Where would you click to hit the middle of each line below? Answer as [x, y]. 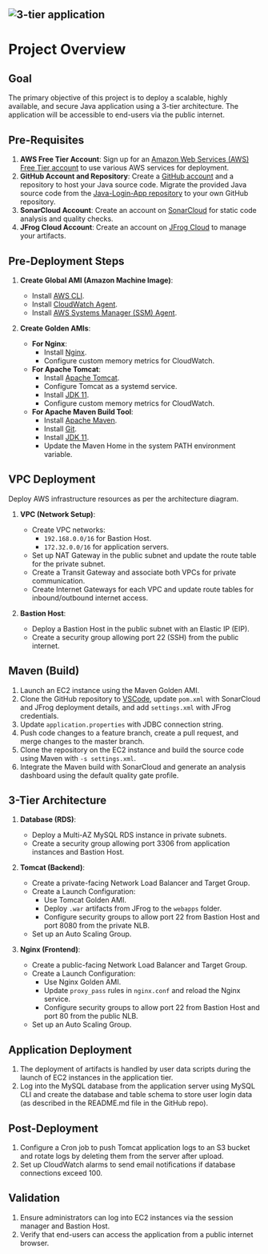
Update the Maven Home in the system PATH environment [140, 446]
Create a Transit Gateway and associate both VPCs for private [134, 572]
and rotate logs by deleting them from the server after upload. [122, 1156]
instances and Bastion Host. [78, 852]
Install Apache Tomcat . [82, 378]
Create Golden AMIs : [55, 328]
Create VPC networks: [68, 530]
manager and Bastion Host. [65, 1226]
